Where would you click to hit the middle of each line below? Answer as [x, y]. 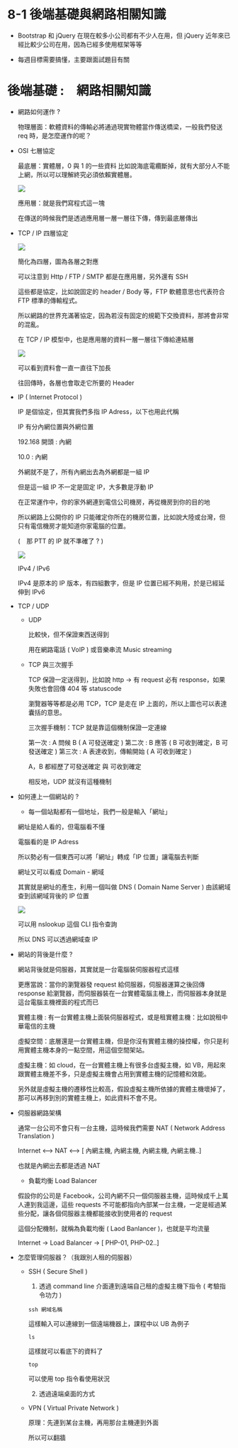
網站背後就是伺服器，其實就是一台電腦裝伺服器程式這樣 [98, 969]
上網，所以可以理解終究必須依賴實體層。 [76, 174]
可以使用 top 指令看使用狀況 [69, 1379]
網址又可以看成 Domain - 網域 [61, 872]
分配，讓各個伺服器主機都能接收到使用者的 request [98, 1213]
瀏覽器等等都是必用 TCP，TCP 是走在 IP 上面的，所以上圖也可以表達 [127, 703]
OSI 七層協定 [36, 150]
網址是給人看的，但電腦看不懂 [61, 826]
